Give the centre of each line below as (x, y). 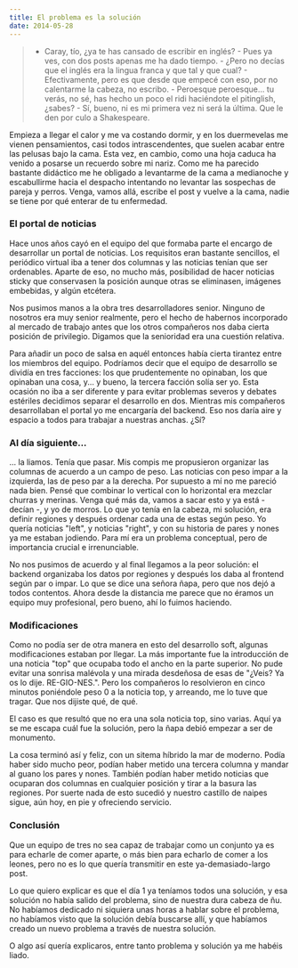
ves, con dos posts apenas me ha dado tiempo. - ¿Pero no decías (164, 61)
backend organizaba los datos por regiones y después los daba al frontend (147, 574)
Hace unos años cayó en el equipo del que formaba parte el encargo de (141, 243)
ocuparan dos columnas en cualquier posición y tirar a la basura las (133, 784)
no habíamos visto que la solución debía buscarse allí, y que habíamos (138, 919)
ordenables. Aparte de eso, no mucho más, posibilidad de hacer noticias (142, 272)
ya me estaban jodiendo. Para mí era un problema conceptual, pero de (138, 538)
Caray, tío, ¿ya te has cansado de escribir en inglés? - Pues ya (158, 51)
